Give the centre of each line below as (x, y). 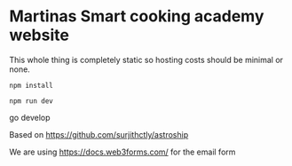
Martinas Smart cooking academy (137, 16)
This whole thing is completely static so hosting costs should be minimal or (146, 59)
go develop (30, 117)
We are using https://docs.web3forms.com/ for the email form (122, 152)
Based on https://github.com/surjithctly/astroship (99, 134)
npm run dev (31, 101)
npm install (31, 85)
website (39, 35)
